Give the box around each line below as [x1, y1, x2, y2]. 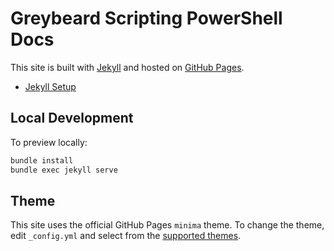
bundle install [10, 155, 74, 166]
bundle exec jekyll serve [10, 165, 118, 175]
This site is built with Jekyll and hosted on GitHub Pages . [10, 61, 245, 73]
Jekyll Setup [24, 80, 77, 92]
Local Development [10, 110, 134, 127]
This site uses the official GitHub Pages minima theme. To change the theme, [10, 219, 325, 231]
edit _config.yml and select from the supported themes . [10, 230, 242, 242]
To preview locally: [10, 136, 88, 148]
